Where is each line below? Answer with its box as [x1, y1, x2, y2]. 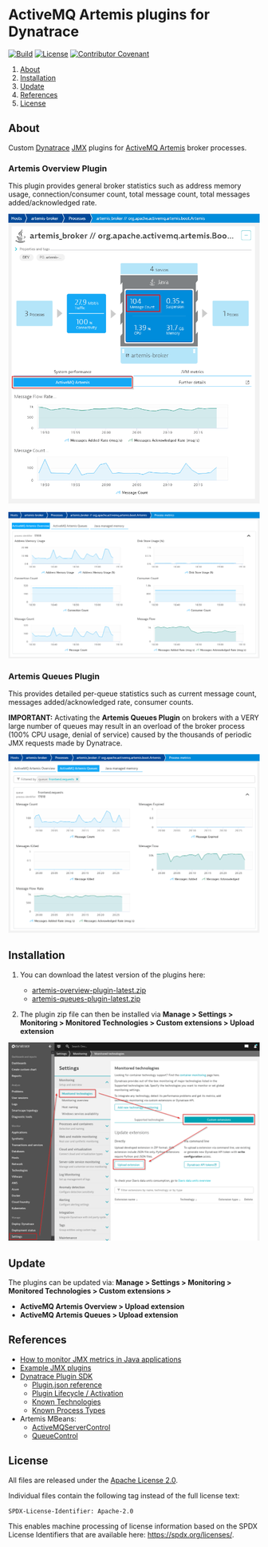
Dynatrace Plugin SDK [19, 1371, 93, 1381]
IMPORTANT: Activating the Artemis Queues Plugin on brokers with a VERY [8, 713, 259, 722]
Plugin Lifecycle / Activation [31, 1388, 124, 1398]
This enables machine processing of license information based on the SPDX [8, 1521, 258, 1531]
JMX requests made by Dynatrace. [8, 738, 123, 748]
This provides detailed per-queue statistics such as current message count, [8, 689, 257, 698]
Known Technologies [31, 1397, 101, 1406]
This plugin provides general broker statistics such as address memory [8, 181, 242, 191]
